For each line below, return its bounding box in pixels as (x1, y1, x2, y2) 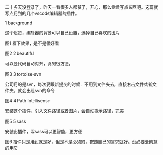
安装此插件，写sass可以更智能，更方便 (5, 129, 82, 134)
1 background (5, 20, 33, 26)
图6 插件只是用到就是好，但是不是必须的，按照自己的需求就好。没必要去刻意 (5, 139, 158, 144)
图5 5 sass (5, 118, 26, 124)
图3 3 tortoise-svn (5, 71, 42, 77)
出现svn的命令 (26, 88, 55, 93)
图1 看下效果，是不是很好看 (5, 40, 59, 46)
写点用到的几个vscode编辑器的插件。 (5, 10, 80, 16)
